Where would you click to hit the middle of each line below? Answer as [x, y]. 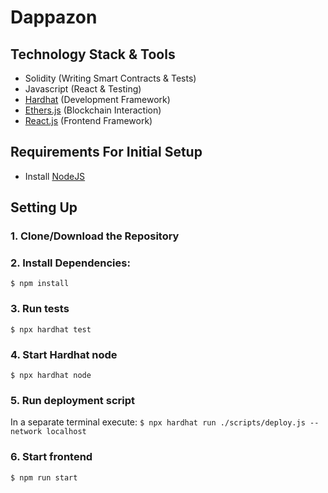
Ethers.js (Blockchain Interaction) [93, 110]
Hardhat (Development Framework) [97, 99]
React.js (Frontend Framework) [88, 120]
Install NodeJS [55, 176]
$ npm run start [44, 477]
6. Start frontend [51, 457]
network [26, 432]
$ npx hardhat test [51, 329]
